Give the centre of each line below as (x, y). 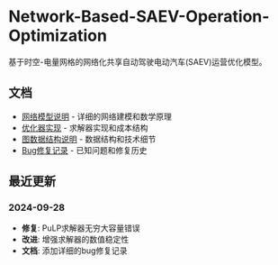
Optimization (58, 36)
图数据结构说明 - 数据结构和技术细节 (89, 139)
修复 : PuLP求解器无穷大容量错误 (81, 228)
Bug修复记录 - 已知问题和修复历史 (84, 150)
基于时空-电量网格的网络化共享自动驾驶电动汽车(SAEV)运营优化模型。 (138, 61)
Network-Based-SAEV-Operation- (139, 17)
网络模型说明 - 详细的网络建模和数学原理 (97, 116)
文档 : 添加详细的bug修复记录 (74, 251)
